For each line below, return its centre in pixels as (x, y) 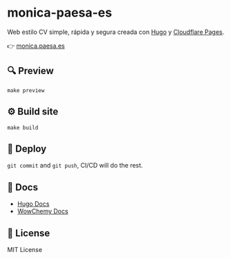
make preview (26, 90)
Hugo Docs (33, 204)
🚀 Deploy (27, 149)
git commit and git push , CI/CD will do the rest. (75, 166)
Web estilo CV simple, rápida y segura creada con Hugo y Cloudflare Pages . (116, 32)
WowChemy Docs (43, 211)
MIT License (25, 250)
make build (23, 127)
